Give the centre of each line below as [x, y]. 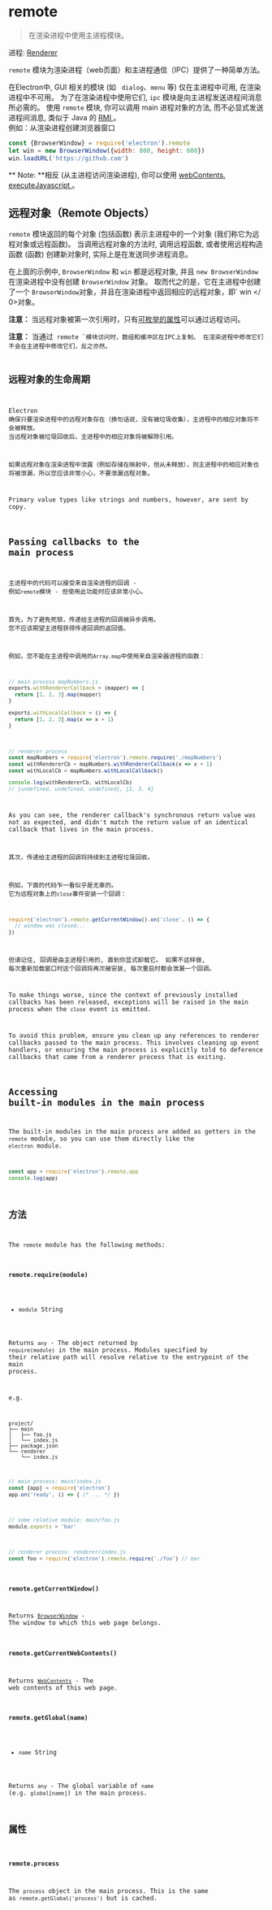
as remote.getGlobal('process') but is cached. [83, 1898]
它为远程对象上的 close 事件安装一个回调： [68, 894]
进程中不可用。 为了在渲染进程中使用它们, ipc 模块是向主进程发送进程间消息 [135, 97]
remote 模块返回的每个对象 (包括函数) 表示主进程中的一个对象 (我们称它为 [131, 234]
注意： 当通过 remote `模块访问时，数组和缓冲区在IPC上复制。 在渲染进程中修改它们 [136, 336]
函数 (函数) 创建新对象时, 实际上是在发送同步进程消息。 [101, 254]
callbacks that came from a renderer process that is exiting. [118, 1057]
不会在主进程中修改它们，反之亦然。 [60, 347]
